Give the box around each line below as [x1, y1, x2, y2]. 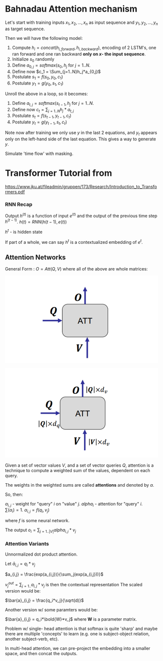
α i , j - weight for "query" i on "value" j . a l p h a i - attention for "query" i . [5, 501, 143, 508]
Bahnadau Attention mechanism [5, 3, 137, 15]
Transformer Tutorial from [5, 168, 113, 178]
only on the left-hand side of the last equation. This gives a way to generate [5, 136, 156, 142]
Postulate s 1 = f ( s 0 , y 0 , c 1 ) [12, 74, 63, 81]
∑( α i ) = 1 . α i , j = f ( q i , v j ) [5, 507, 50, 514]
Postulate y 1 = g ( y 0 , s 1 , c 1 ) [12, 80, 64, 87]
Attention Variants [5, 540, 49, 547]
